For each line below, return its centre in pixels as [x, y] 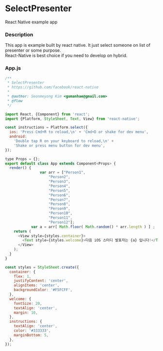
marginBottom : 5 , [31, 335]
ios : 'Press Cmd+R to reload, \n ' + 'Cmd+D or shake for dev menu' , [79, 132]
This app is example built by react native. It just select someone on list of [78, 45]
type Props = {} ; [23, 159]
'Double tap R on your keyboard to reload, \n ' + [64, 141]
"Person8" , [59, 204]
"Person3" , [59, 182]
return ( [23, 231]
